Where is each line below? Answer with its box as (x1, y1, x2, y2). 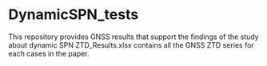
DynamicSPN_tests (8, 6, 139, 24)
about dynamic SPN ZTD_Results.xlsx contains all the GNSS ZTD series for (8, 40, 254, 49)
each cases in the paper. (8, 49, 90, 58)
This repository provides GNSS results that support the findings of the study (8, 32, 259, 41)
